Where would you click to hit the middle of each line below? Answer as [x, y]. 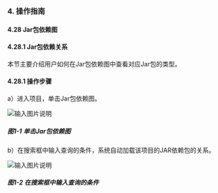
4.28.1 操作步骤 [30, 81]
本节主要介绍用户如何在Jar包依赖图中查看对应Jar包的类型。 [94, 64]
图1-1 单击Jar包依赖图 [39, 131]
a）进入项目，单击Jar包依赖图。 [54, 98]
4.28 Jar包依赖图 [33, 29]
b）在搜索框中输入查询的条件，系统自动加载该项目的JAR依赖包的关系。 [111, 150]
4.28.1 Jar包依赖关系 [38, 47]
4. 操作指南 [26, 11]
